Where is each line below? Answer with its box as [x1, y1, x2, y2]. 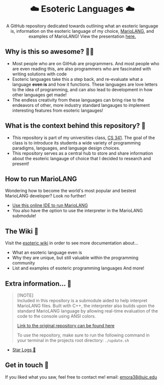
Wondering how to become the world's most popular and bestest [5, 188, 136, 193]
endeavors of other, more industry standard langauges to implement [12, 102, 150, 108]
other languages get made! [12, 92, 67, 97]
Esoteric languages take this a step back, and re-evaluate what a [12, 76, 143, 82]
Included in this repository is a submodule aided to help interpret [17, 298, 148, 303]
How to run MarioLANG [5, 174, 77, 183]
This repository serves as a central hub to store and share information [12, 150, 153, 156]
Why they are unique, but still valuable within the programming [12, 255, 139, 261]
